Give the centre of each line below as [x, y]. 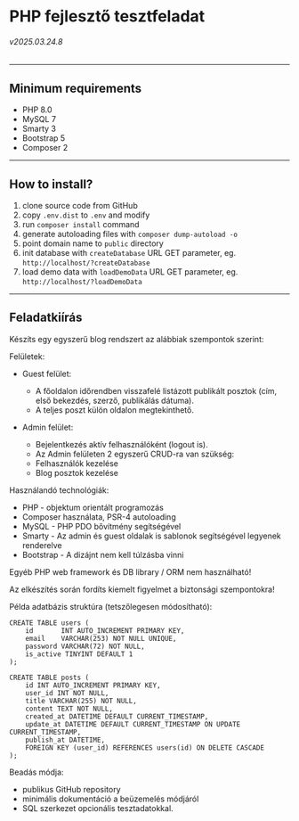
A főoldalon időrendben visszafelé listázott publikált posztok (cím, [156, 390]
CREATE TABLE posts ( [49, 677]
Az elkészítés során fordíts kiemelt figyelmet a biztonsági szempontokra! [142, 589]
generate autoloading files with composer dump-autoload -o [130, 234]
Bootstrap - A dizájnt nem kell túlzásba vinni [103, 554]
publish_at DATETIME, [65, 740]
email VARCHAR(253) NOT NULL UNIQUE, [101, 638]
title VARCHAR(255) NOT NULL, [81, 701]
